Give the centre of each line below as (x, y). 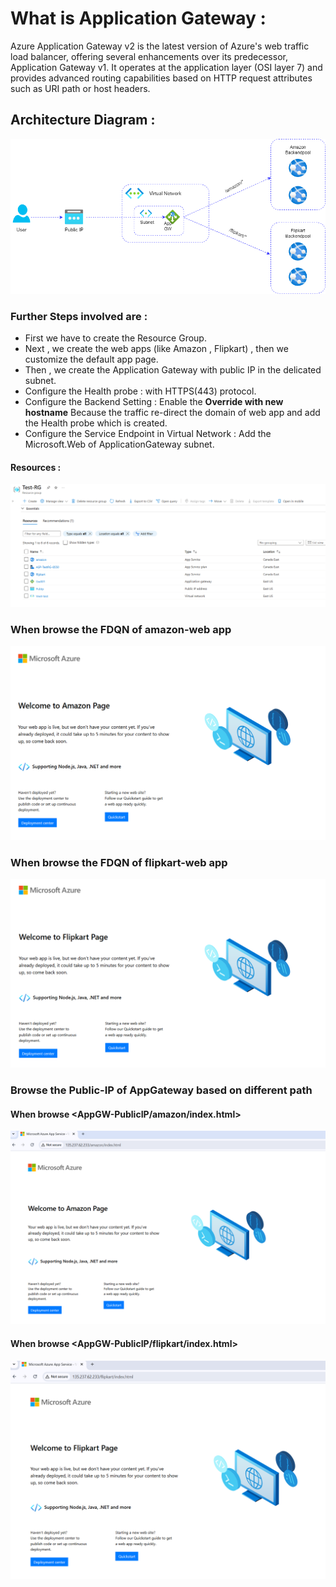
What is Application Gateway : (138, 18)
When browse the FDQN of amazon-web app (121, 629)
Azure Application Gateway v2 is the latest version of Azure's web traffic (160, 46)
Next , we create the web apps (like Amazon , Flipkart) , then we (156, 349)
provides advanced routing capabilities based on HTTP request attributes (161, 78)
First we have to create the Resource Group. (115, 338)
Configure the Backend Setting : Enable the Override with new (154, 402)
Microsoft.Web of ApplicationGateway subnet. (119, 444)
